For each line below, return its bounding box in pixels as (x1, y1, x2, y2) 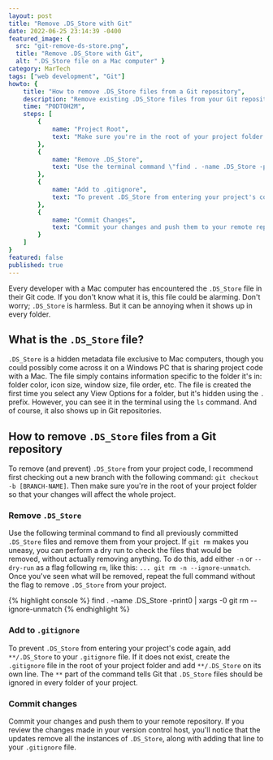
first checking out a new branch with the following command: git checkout (8, 473, 259, 482)
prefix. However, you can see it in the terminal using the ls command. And (8, 397, 258, 407)
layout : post (8, 11, 53, 20)
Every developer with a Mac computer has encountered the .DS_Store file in (8, 283, 262, 293)
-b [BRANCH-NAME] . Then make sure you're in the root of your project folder (8, 481, 258, 491)
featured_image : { (8, 34, 71, 43)
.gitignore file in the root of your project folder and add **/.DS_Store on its (8, 660, 262, 670)
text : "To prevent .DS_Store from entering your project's (51, 192, 256, 201)
